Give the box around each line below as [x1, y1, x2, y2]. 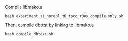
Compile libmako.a [5, 4, 43, 10]
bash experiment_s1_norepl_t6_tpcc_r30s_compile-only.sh [5, 14, 124, 19]
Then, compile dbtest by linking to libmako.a [5, 22, 94, 28]
